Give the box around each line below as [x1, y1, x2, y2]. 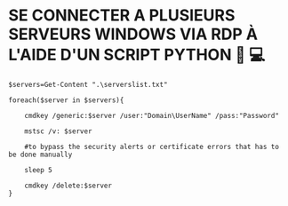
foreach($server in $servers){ [8, 95, 124, 105]
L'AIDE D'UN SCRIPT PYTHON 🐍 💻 [8, 45, 266, 65]
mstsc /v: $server [24, 126, 92, 136]
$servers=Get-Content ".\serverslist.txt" [8, 80, 168, 89]
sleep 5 [24, 165, 52, 174]
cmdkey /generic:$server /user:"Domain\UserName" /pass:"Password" [24, 111, 279, 120]
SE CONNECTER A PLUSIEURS [8, 5, 236, 26]
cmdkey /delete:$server [24, 181, 113, 190]
